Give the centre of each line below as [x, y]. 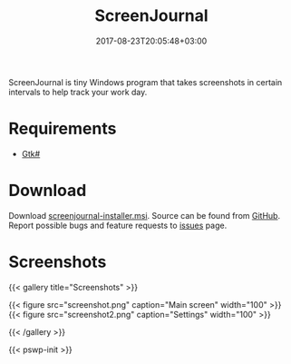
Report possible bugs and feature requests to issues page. [118, 225]
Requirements [63, 129]
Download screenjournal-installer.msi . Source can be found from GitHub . [145, 215]
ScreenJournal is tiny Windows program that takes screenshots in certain [145, 82]
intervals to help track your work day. [78, 92]
